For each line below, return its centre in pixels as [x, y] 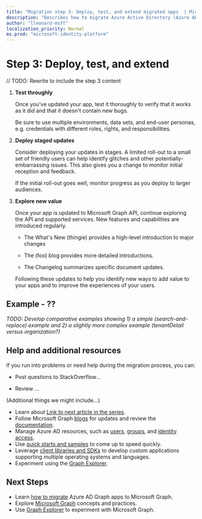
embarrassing [32, 165]
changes [35, 244]
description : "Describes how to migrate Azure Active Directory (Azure [98, 18]
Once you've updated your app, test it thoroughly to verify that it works [103, 104]
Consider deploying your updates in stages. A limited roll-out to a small [103, 152]
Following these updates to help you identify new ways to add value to [102, 279]
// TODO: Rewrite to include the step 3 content [64, 81]
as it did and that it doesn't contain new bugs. [71, 111]
